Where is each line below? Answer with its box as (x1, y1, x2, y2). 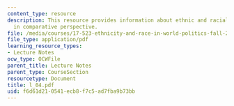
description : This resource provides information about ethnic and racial (7, 17, 229, 24)
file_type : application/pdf (7, 36, 89, 43)
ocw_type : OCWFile (7, 56, 61, 63)
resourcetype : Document (7, 75, 77, 82)
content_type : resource (7, 10, 77, 17)
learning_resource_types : (7, 43, 82, 50)
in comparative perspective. (13, 23, 98, 30)
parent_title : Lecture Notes (7, 62, 92, 69)
